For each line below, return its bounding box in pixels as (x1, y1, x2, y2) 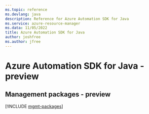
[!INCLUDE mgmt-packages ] (5, 103, 63, 109)
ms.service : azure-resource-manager (5, 21, 80, 26)
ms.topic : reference (5, 7, 48, 12)
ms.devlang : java (5, 12, 41, 17)
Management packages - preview (5, 90, 111, 99)
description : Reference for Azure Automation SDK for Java (5, 16, 129, 21)
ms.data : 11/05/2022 (5, 26, 48, 30)
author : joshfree (5, 35, 41, 40)
